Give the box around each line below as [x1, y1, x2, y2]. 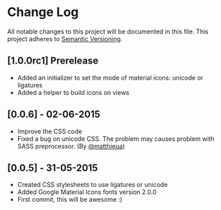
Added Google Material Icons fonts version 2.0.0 [17, 188, 157, 196]
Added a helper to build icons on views [17, 88, 130, 96]
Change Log [7, 4, 79, 20]
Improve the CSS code [17, 127, 82, 135]
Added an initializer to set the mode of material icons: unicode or [17, 73, 204, 82]
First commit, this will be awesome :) [17, 195, 123, 204]
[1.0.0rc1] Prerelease [7, 55, 99, 67]
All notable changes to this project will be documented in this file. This [7, 27, 209, 36]
